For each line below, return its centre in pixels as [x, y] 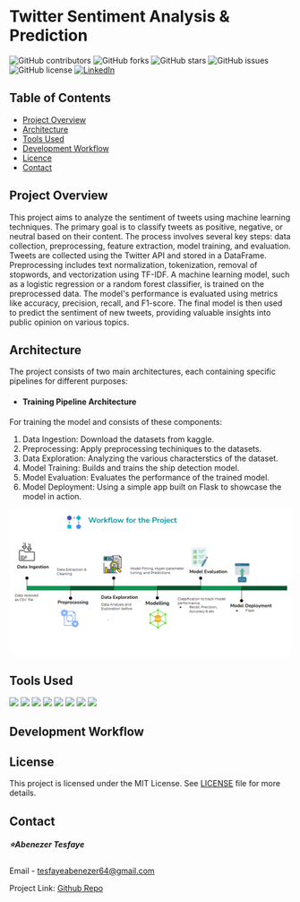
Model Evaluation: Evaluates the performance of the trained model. [146, 477]
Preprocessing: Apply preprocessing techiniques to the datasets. [142, 448]
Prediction [48, 35]
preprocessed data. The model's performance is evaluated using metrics [144, 293]
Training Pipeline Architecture [79, 402]
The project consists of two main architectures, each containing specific [142, 372]
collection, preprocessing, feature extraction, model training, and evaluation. [150, 246]
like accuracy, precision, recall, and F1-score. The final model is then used [146, 303]
